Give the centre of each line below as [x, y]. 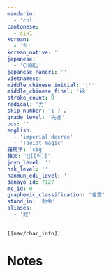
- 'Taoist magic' [39, 143]
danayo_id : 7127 [31, 182]
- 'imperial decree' [43, 136]
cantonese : [23, 26]
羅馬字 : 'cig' [26, 150]
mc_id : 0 [20, 189]
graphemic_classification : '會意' [57, 195]
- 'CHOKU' [28, 65]
